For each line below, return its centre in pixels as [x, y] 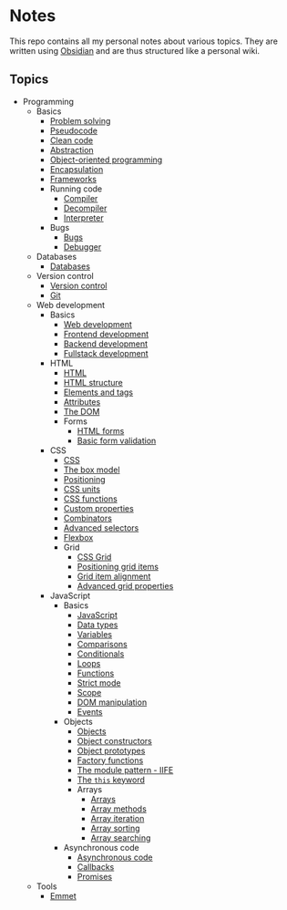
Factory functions [110, 760]
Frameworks [73, 179]
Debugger [82, 246]
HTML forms [101, 430]
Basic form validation [117, 440]
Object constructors [115, 740]
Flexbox [78, 537]
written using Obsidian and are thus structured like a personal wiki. [135, 50]
